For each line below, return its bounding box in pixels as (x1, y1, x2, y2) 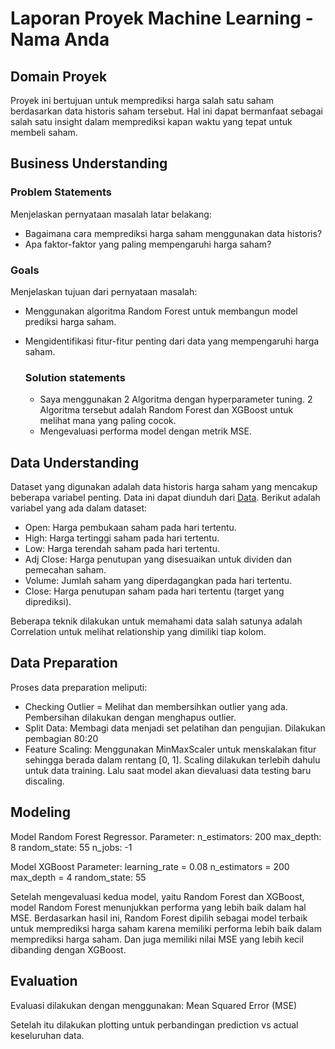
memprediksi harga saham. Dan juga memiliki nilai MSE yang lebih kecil (10, 933, 304, 945)
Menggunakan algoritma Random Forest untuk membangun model (24, 305, 298, 317)
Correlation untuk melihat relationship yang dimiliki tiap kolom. (10, 626, 267, 638)
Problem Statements (10, 185, 112, 199)
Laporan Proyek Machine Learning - (10, 7, 314, 30)
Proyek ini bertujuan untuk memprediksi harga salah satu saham (10, 95, 275, 106)
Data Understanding (10, 454, 140, 471)
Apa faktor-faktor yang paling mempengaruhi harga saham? (24, 238, 272, 250)
